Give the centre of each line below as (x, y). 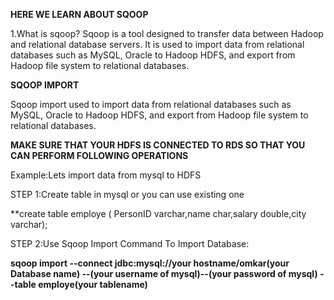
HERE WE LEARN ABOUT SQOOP (79, 14)
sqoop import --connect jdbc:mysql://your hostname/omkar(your (150, 263)
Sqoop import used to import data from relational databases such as (151, 104)
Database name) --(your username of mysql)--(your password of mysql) (164, 273)
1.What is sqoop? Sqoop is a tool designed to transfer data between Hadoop (167, 33)
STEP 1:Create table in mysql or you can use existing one (127, 194)
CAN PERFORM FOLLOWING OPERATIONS (99, 155)
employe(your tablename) (93, 284)
